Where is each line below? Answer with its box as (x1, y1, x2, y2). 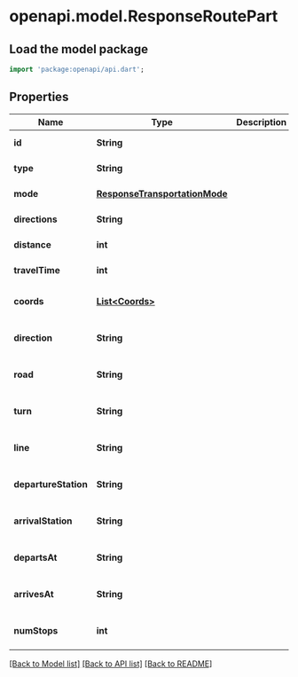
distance (13, 238, 51, 250)
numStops (13, 624, 59, 636)
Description (236, 115, 287, 128)
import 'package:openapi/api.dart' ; (9, 65, 145, 74)
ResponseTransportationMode (96, 187, 228, 200)
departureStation (13, 477, 89, 490)
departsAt (13, 551, 58, 563)
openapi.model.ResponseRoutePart (9, 6, 278, 27)
